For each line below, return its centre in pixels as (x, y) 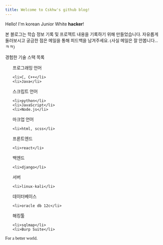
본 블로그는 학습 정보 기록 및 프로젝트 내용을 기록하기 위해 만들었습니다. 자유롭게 (82, 35)
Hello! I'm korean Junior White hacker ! (45, 24)
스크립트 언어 (25, 92)
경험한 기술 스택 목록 (25, 57)
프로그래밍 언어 (27, 68)
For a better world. (22, 238)
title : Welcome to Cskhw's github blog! (48, 10)
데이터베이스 (25, 197)
